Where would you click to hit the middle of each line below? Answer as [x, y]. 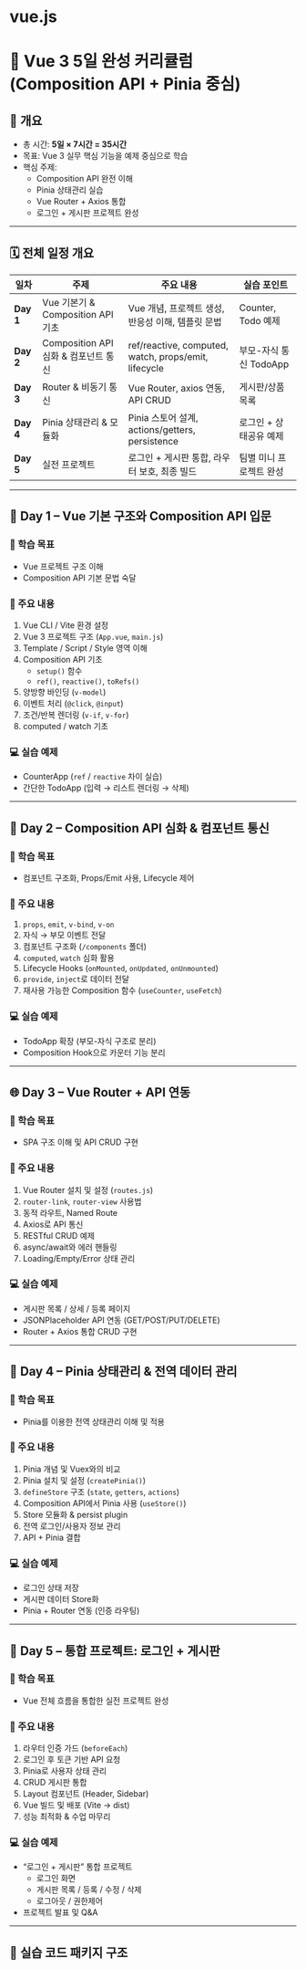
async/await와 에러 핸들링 [70, 1247]
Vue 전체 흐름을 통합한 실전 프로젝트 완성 [96, 1701]
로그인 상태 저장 [51, 1588]
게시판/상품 [262, 387]
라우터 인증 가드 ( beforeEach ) [75, 1748]
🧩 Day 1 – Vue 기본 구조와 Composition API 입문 [140, 516]
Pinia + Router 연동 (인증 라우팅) [81, 1611]
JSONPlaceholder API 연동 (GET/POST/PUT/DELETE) [121, 1320]
